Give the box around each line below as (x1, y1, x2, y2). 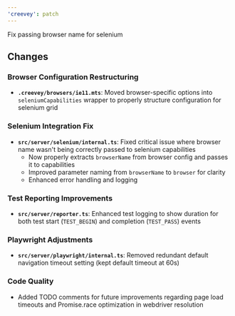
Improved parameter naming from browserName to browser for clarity (28, 168, 226, 176)
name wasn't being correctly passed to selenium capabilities (17, 145, 196, 153)
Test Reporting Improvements (7, 193, 113, 203)
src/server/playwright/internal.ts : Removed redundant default (17, 251, 209, 260)
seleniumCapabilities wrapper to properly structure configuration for (17, 96, 222, 104)
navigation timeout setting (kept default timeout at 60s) (17, 258, 180, 267)
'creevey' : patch (7, 10, 59, 18)
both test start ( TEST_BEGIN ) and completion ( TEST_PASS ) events (17, 217, 202, 225)
